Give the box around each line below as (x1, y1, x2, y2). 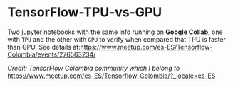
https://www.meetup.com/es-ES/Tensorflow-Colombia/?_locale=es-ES (7, 71, 216, 80)
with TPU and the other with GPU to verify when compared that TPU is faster (7, 35, 227, 43)
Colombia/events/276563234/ (7, 50, 96, 59)
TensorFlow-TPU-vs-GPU (7, 4, 162, 21)
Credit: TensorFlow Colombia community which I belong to (7, 64, 180, 72)
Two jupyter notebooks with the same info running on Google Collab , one (7, 28, 223, 36)
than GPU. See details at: (7, 42, 81, 51)
